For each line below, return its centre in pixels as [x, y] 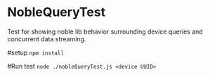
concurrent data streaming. [47, 38]
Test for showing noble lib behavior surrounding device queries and [105, 31]
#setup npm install [36, 52]
